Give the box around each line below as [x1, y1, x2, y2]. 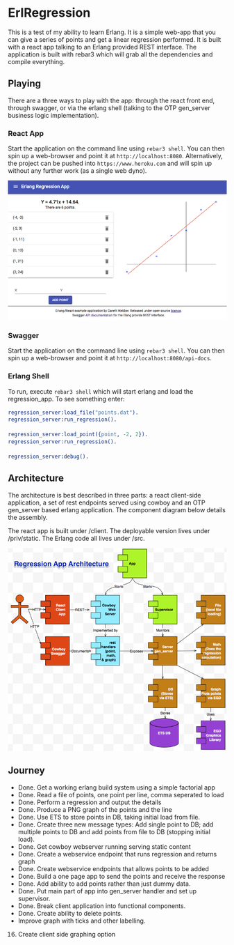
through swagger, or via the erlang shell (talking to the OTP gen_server [8, 103, 210, 112]
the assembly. [8, 513, 48, 521]
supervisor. [17, 894, 51, 902]
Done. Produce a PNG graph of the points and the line [17, 805, 172, 813]
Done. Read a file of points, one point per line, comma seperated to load [17, 790, 224, 799]
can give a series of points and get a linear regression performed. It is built [8, 35, 222, 43]
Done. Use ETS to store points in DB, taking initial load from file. [17, 813, 201, 821]
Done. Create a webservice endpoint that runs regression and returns [17, 850, 217, 858]
